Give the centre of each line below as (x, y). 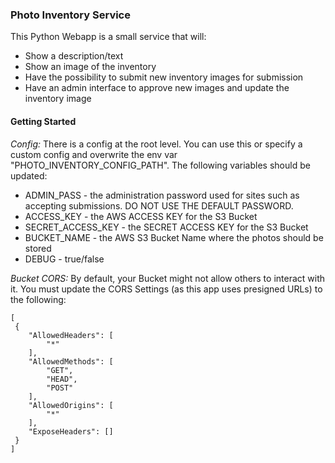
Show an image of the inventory (90, 67)
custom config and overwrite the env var (94, 154)
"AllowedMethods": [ (71, 361)
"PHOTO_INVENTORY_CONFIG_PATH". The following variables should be (160, 165)
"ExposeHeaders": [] (71, 431)
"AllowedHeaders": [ (71, 335)
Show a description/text (74, 56)
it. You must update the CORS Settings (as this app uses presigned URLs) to (166, 289)
